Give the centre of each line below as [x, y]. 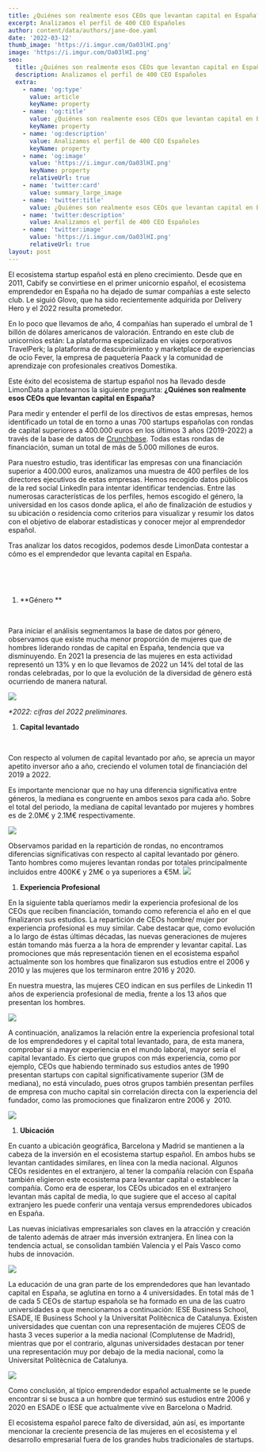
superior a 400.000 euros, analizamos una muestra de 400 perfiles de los [129, 471]
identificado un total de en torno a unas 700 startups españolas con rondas [131, 422]
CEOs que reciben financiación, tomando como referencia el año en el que [130, 911]
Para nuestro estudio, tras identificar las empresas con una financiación [125, 462]
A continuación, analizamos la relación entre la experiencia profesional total [131, 1032]
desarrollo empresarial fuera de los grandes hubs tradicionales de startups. [131, 1439]
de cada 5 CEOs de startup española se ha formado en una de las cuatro [127, 1301]
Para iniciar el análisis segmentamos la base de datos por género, [116, 630]
